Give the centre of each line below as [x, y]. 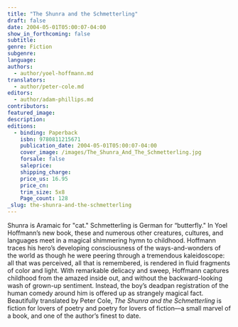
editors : [20, 93]
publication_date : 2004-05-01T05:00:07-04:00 [89, 146]
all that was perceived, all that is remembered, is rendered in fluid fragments [119, 263]
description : [27, 119]
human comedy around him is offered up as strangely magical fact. [106, 293]
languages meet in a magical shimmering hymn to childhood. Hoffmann [112, 240]
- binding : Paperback [46, 133]
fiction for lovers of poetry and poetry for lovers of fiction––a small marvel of [119, 308]
